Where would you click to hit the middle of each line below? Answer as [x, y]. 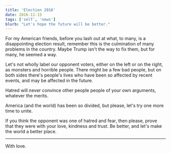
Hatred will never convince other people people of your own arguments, [81, 90]
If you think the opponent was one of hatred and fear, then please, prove [81, 121]
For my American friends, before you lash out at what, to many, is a [76, 39]
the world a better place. [31, 132]
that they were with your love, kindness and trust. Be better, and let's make [83, 126]
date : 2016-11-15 [24, 15]
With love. [16, 146]
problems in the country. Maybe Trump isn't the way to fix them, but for [80, 49]
